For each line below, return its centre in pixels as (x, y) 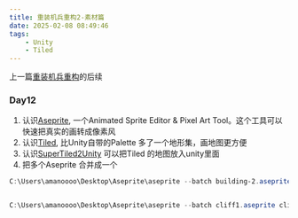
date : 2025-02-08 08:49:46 (59, 26)
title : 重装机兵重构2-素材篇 (57, 17)
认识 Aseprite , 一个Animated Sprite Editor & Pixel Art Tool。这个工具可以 (152, 121)
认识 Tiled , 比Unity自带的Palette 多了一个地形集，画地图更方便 (134, 143)
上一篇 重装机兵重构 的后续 (56, 77)
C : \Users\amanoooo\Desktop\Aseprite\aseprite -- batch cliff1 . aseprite (142, 206)
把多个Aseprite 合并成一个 (70, 165)
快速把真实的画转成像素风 (69, 132)
